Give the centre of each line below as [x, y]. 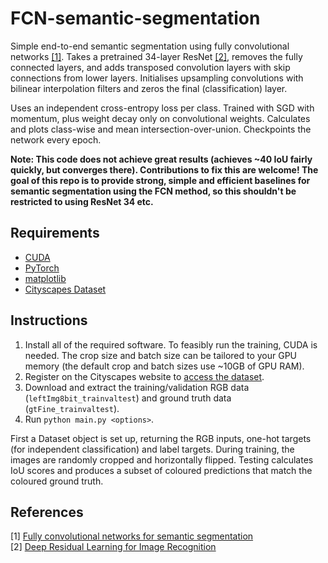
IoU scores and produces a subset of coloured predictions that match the [161, 470]
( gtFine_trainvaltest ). [72, 408]
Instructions [49, 320]
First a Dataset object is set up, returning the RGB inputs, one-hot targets [161, 438]
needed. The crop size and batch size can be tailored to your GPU [161, 355]
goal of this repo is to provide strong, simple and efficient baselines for [160, 180]
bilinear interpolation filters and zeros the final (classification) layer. [149, 88]
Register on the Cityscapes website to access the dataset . [144, 376]
